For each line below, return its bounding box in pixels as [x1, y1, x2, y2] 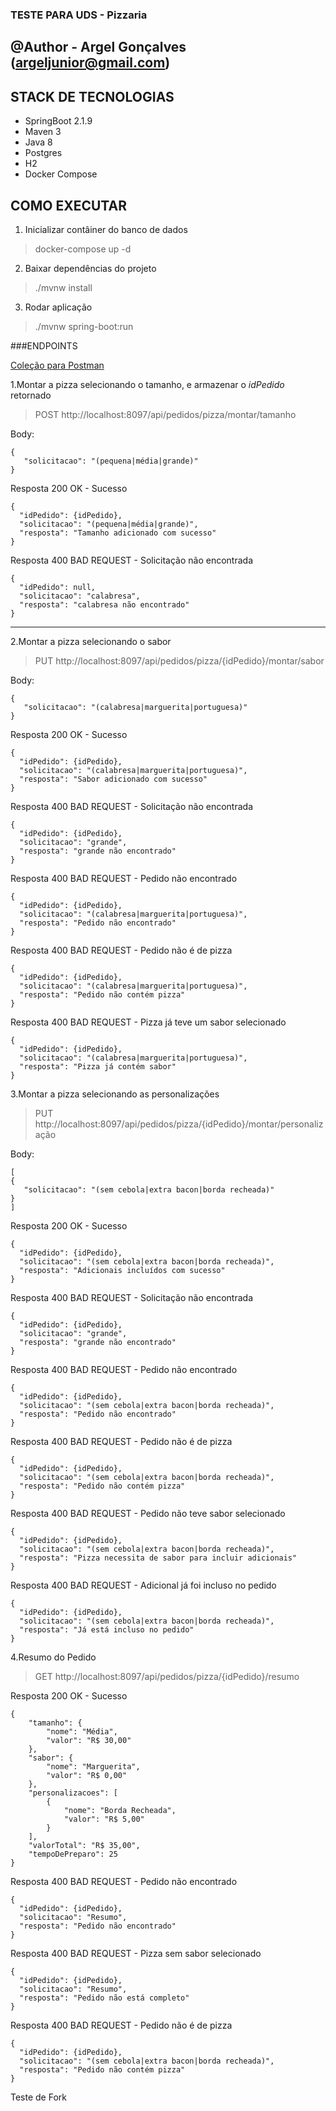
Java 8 [24, 136, 53, 148]
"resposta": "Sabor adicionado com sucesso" [19, 774, 208, 784]
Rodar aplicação [24, 301, 93, 313]
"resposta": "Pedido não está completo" [19, 1993, 190, 2003]
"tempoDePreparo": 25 [28, 1849, 118, 1859]
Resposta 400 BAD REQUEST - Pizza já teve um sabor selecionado [10, 1016, 287, 1028]
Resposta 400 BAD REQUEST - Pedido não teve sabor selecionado [10, 1507, 286, 1519]
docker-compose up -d [34, 243, 132, 255]
